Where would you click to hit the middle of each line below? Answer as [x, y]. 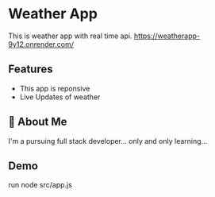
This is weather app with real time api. [70, 36]
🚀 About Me [38, 122]
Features [31, 70]
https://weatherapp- [167, 36]
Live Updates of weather [60, 97]
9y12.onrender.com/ [41, 44]
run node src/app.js [40, 185]
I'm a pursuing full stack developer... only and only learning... [108, 141]
